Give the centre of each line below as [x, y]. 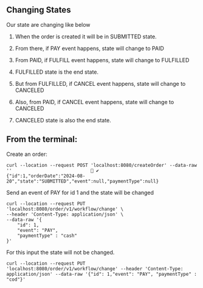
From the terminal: [42, 139]
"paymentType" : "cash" [47, 236]
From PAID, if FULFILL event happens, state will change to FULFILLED [102, 60]
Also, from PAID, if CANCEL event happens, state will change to [95, 102]
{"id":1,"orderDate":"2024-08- [46, 176]
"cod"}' [16, 279]
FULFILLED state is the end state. [57, 72]
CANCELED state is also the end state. [63, 120]
